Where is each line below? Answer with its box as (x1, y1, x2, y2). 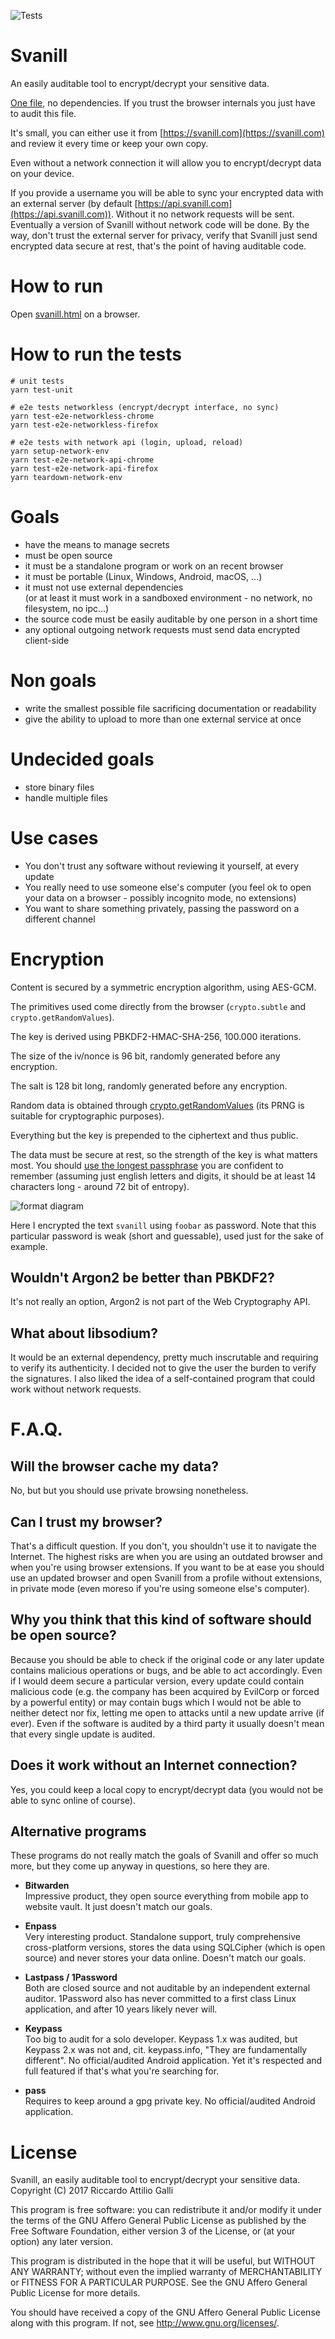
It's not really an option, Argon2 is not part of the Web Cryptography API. (10, 1296, 311, 1308)
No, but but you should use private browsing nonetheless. (10, 1485, 249, 1497)
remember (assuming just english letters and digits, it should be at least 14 (10, 1170, 317, 1182)
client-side (24, 634, 70, 646)
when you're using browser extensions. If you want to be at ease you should (10, 1561, 325, 1573)
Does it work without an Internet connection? (10, 1757, 298, 1774)
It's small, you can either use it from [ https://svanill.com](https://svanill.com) (10, 126, 325, 139)
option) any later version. (10, 2236, 113, 2248)
